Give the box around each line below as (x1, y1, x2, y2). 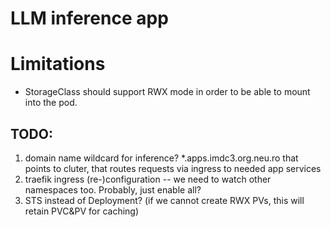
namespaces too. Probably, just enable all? (24, 183, 202, 196)
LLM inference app (10, 7, 169, 30)
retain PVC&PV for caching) (24, 205, 140, 217)
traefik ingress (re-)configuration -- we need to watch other (24, 173, 272, 185)
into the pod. (24, 97, 78, 109)
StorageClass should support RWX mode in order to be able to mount (24, 86, 311, 98)
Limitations (10, 53, 106, 76)
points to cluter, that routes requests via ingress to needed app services (24, 162, 322, 174)
